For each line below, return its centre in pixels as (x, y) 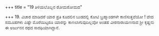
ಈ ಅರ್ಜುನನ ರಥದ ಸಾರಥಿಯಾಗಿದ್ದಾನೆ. (32, 28)
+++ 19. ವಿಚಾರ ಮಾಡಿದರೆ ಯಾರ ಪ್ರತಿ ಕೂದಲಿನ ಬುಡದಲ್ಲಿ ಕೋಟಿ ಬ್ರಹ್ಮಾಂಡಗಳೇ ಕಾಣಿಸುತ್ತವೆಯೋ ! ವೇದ (79, 17)
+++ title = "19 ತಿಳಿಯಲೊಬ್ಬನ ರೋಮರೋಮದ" (44, 7)
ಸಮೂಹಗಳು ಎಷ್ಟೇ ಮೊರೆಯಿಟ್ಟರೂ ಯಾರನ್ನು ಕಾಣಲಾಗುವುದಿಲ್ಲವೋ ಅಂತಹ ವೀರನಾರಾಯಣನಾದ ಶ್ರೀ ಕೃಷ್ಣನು (80, 22)
